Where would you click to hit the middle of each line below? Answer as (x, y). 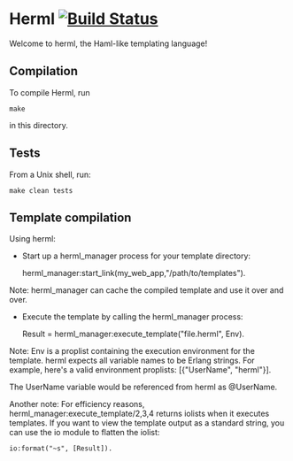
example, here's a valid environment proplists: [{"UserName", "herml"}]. (140, 370)
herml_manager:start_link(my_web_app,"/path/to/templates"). (134, 273)
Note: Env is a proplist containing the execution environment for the (132, 351)
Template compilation (70, 217)
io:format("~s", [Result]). (61, 449)
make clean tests (41, 190)
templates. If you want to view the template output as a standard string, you (147, 423)
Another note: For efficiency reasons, (77, 404)
